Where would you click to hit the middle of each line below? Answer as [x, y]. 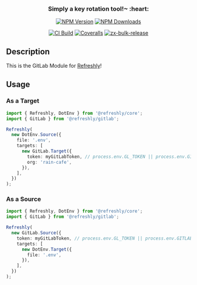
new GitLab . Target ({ [47, 151]
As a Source [24, 199]
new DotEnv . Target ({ [47, 249]
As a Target [23, 101]
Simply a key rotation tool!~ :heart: [98, 9]
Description [28, 52]
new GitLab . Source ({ [36, 233]
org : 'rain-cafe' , [50, 162]
